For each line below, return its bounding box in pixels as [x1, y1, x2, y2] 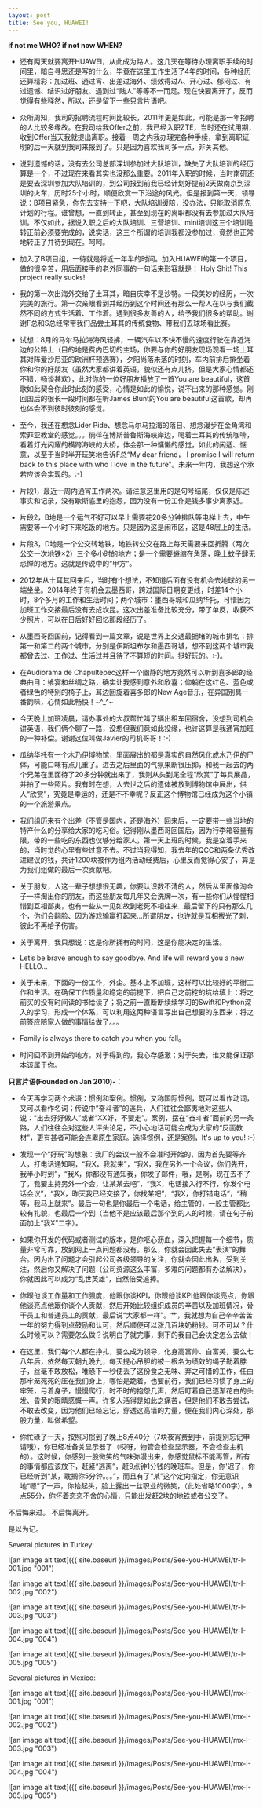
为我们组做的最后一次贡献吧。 [19, 864, 116, 874]
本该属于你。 [19, 1060, 61, 1069]
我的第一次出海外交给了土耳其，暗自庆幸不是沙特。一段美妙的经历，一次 [19, 288, 254, 298]
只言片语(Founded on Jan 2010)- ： [8, 1076, 123, 1086]
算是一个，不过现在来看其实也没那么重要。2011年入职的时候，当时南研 [19, 168, 247, 177]
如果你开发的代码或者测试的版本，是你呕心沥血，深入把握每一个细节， [19, 1234, 247, 1244]
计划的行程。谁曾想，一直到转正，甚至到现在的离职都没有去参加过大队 [19, 207, 247, 217]
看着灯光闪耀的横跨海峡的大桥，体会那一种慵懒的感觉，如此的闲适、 [19, 440, 240, 449]
